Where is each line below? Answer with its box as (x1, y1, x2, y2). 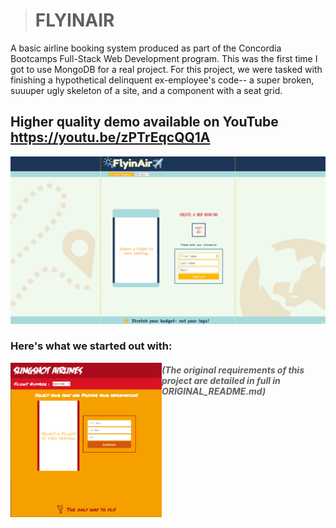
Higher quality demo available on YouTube (10, 114, 279, 131)
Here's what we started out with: (10, 339, 173, 353)
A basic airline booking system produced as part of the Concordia (10, 42, 282, 54)
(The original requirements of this (161, 364, 305, 376)
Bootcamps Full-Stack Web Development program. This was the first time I (10, 52, 318, 64)
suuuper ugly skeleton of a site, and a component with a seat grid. (10, 84, 283, 96)
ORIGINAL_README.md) (161, 385, 267, 398)
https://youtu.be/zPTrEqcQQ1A (10, 129, 211, 146)
